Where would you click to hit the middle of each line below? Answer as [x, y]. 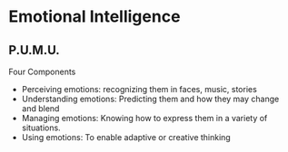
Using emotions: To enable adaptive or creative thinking [126, 137]
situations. [41, 128]
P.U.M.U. [34, 50]
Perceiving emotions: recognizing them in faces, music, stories [139, 89]
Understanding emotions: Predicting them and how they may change [150, 99]
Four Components [42, 71]
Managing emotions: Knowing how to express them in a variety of [144, 118]
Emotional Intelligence [94, 17]
